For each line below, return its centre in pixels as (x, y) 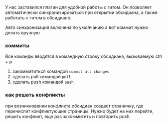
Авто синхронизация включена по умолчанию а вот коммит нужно (77, 27)
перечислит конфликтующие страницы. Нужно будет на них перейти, (79, 111)
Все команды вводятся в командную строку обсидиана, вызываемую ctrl (84, 56)
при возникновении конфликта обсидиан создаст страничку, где (74, 106)
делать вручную (22, 33)
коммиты (17, 45)
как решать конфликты (35, 95)
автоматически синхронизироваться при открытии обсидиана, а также (82, 12)
